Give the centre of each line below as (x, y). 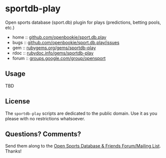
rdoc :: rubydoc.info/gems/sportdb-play (53, 53)
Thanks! (13, 151)
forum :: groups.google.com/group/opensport (59, 58)
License (18, 101)
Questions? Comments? (43, 134)
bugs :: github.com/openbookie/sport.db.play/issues (66, 42)
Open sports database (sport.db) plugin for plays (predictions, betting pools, (83, 22)
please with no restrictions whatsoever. (45, 118)
